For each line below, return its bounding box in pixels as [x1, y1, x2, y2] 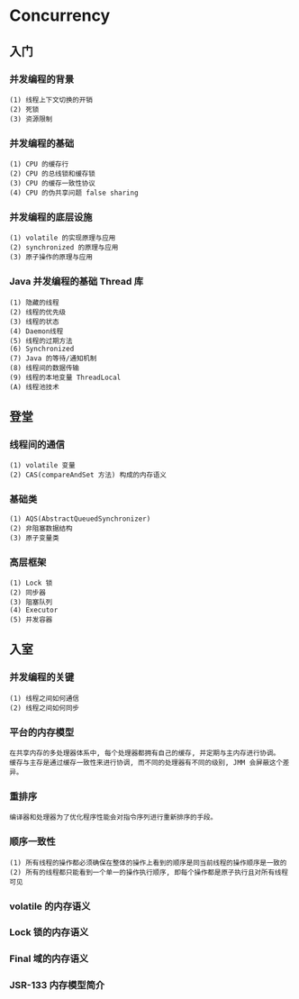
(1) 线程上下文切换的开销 [9, 95, 93, 104]
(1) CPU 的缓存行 [9, 159, 69, 169]
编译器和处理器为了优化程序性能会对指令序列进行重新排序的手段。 [9, 813, 218, 822]
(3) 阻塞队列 [9, 598, 53, 607]
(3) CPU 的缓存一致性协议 [9, 179, 96, 188]
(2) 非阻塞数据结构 [9, 523, 73, 532]
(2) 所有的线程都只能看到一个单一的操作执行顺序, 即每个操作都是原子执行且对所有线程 [9, 867, 288, 876]
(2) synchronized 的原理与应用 [9, 243, 119, 252]
